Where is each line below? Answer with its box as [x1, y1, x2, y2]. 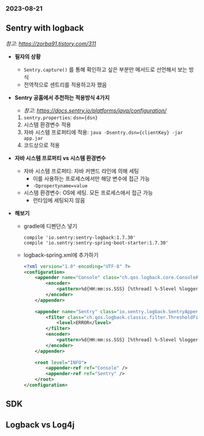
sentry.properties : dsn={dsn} [23, 114, 98, 121]
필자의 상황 [14, 53, 41, 60]
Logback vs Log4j [5, 420, 75, 430]
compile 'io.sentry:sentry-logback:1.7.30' [23, 234, 136, 241]
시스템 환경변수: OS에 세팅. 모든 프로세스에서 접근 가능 [23, 189, 153, 196]
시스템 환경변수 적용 [23, 120, 71, 128]
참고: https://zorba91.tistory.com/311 [5, 40, 97, 47]
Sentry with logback [5, 23, 84, 33]
